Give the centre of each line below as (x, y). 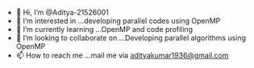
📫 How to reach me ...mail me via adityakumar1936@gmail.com (122, 55)
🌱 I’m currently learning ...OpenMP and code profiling (104, 29)
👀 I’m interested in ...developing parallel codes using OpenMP (118, 21)
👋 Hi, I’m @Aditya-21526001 (62, 12)
